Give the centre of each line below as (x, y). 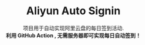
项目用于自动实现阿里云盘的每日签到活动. (73, 28)
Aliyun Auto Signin (73, 11)
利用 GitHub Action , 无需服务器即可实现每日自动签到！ (73, 35)
